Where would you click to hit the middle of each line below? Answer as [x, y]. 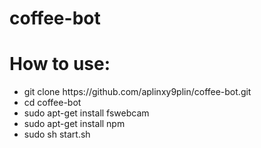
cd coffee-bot [52, 103]
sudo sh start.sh [57, 134]
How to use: [60, 64]
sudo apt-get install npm [74, 124]
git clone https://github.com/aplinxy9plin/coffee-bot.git [137, 92]
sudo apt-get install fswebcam [86, 113]
